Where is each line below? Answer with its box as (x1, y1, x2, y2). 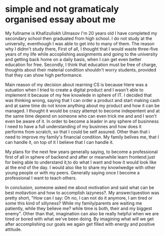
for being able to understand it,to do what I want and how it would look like (5, 159, 157, 165)
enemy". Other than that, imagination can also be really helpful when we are (5, 210, 159, 216)
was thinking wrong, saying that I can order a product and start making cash (5, 97, 160, 103)
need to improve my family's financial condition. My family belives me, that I (5, 134, 159, 140)
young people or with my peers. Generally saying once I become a (5, 169, 140, 175)
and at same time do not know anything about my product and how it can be (5, 102, 160, 108)
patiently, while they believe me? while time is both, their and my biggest (5, 205, 152, 211)
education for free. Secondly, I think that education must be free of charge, (5, 62, 158, 67)
